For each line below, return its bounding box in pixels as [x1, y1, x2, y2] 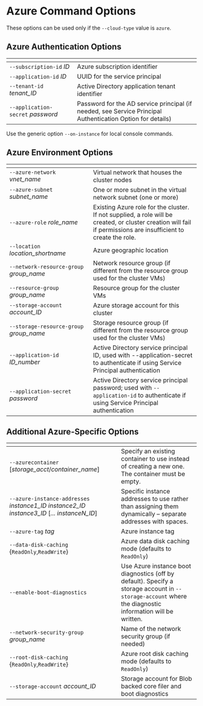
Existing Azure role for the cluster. [92, 202, 190, 211]
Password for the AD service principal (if [77, 99, 192, 108]
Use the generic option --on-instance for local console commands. [6, 130, 173, 137]
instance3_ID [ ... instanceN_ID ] [9, 509, 98, 517]
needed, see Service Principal [77, 107, 162, 115]
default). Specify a [120, 577, 173, 586]
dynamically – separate [120, 510, 187, 518]
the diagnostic [120, 600, 162, 608]
